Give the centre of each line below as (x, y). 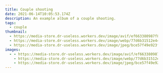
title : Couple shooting (29, 9)
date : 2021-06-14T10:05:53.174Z (38, 14)
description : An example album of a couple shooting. (61, 18)
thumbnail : (16, 32)
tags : (10, 23)
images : (13, 49)
